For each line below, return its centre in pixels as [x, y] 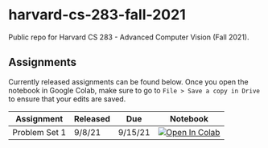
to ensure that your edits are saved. [67, 99]
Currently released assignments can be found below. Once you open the [128, 81]
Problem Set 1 [39, 132]
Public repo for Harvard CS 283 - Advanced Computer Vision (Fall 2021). [129, 37]
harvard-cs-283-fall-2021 [97, 15]
